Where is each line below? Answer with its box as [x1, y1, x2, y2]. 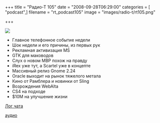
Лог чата [5, 103, 23, 108]
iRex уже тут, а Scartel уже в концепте [12, 63, 91, 68]
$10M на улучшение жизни [12, 94, 68, 99]
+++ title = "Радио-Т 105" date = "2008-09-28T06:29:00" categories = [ [5, 4, 150, 10]
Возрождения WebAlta [12, 83, 59, 89]
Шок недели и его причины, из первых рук [12, 42, 101, 48]
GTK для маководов [12, 53, 54, 58]
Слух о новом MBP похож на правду [12, 58, 87, 63]
